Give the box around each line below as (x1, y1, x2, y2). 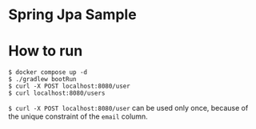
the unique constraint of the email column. (8, 111, 148, 121)
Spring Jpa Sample (8, 6, 138, 24)
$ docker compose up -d (8, 68, 88, 76)
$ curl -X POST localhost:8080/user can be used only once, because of (8, 104, 249, 113)
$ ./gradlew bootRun (8, 76, 78, 84)
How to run (8, 42, 83, 61)
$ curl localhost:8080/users (8, 89, 106, 97)
